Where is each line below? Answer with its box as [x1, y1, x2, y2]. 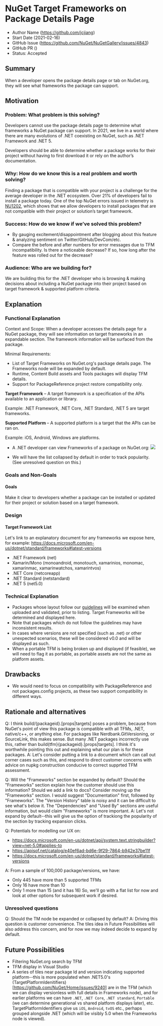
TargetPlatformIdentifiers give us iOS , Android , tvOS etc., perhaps [12, 1005, 142, 1011]
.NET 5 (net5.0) [12, 581, 43, 587]
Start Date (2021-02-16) [12, 35, 60, 41]
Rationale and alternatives [5, 707, 87, 716]
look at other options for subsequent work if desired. [12, 893, 118, 898]
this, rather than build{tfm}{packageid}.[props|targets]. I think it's [5, 742, 136, 747]
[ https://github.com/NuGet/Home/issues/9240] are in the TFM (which [12, 984, 152, 990]
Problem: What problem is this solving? [5, 111, 100, 118]
